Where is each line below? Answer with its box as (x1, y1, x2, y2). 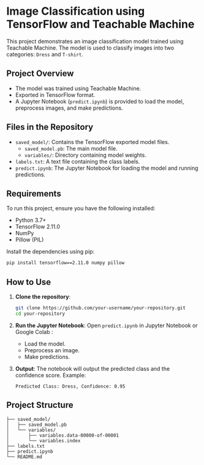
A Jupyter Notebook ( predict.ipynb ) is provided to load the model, (15, 97, 184, 105)
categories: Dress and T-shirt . (6, 50, 84, 58)
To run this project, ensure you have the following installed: (6, 205, 156, 212)
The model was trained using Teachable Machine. (15, 85, 142, 92)
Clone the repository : (15, 293, 71, 301)
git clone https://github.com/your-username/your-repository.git (15, 305, 186, 311)
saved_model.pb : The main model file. (24, 145, 118, 152)
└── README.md (6, 453, 43, 460)
